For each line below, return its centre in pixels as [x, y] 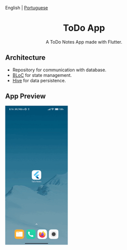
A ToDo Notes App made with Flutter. [84, 42]
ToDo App [84, 28]
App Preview [25, 96]
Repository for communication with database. [59, 70]
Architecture [25, 58]
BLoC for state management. [42, 75]
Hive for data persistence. [39, 80]
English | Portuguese [27, 8]
